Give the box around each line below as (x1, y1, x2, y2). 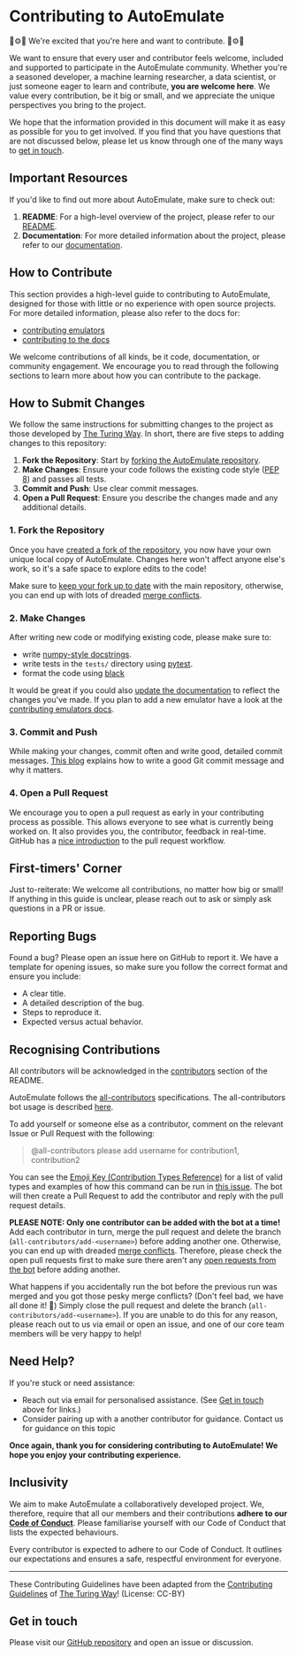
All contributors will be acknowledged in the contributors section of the (9, 1066, 268, 1076)
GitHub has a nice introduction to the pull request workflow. (9, 835, 226, 846)
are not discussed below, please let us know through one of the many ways (9, 135, 284, 146)
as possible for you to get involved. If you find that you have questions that (9, 126, 281, 136)
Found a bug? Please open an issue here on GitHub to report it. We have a (9, 952, 278, 963)
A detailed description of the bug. (21, 997, 145, 1008)
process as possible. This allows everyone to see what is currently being (9, 816, 274, 827)
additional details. (21, 502, 87, 512)
